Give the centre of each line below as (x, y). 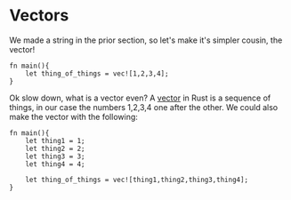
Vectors (39, 16)
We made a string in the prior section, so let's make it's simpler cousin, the (146, 40)
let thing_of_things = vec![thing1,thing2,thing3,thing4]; (137, 180)
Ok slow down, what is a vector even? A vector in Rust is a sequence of (140, 98)
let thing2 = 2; (56, 148)
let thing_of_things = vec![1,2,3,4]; (97, 73)
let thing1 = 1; (56, 140)
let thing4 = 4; (56, 164)
